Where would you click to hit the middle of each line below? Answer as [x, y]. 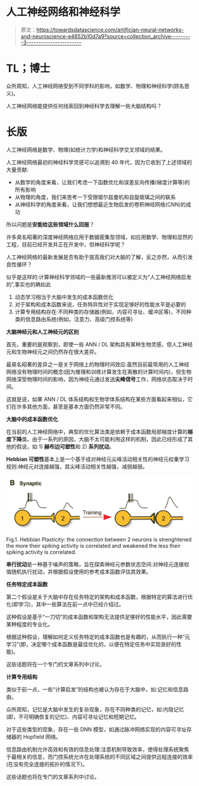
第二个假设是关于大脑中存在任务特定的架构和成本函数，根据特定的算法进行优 [99, 597]
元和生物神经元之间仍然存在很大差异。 [53, 352]
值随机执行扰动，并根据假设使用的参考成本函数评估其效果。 [79, 572]
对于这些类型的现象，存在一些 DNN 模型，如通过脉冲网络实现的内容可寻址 [97, 730]
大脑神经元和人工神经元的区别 [42, 332]
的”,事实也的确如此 [29, 284]
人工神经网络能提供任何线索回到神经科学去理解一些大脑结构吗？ [84, 106]
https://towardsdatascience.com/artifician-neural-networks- [110, 30]
